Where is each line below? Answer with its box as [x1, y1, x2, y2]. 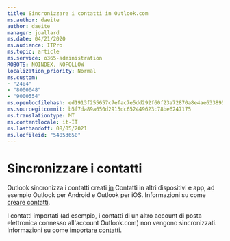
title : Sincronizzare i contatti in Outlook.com [7, 10, 149, 17]
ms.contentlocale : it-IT [7, 118, 78, 126]
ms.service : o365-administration [7, 55, 103, 62]
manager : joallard [7, 29, 60, 36]
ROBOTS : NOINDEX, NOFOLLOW [7, 61, 84, 68]
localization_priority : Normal [7, 67, 97, 74]
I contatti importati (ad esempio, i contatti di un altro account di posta [7, 211, 202, 220]
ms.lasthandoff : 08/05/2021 [7, 125, 88, 132]
